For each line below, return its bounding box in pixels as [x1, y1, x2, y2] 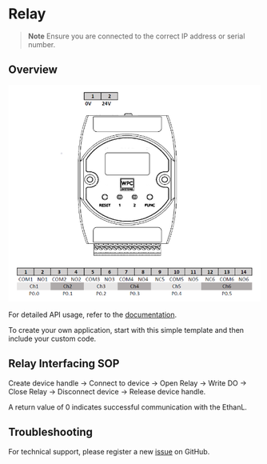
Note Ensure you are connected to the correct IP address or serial [27, 31, 245, 41]
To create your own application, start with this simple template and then [8, 326, 245, 334]
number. [27, 39, 56, 49]
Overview [8, 63, 58, 77]
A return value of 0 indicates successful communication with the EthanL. [8, 402, 248, 412]
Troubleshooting [8, 426, 94, 439]
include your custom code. [8, 334, 97, 343]
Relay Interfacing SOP [8, 357, 120, 370]
